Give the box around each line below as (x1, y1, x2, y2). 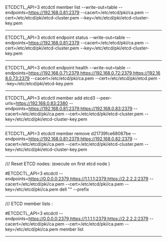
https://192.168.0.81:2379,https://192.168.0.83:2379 (28, 106, 133, 111)
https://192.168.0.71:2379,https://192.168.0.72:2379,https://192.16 (28, 70, 161, 76)
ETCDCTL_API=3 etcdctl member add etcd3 (5, 95, 95, 101)
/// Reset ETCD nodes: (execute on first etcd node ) (5, 161, 110, 167)
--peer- (96, 95, 112, 101)
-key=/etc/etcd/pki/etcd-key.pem (5, 81, 74, 86)
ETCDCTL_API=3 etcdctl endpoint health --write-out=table (5, 65, 126, 70)
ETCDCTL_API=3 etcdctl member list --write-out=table (5, 4, 118, 10)
